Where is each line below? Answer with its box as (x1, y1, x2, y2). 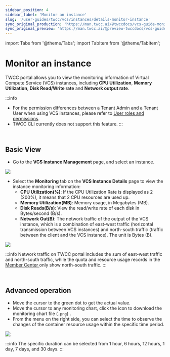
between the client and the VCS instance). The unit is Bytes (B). (20, 232, 153, 238)
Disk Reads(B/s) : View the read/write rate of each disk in (20, 205, 140, 211)
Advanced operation (5, 286, 71, 295)
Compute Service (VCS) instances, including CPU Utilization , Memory (5, 80, 152, 86)
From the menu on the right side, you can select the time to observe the (12, 316, 162, 322)
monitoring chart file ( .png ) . (12, 310, 71, 317)
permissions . (12, 116, 39, 122)
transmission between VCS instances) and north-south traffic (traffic (20, 226, 163, 233)
